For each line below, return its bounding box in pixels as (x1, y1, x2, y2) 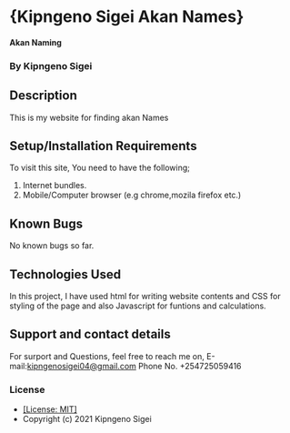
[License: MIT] (22, 404, 77, 415)
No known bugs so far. (9, 240, 95, 251)
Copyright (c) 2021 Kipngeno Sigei (22, 414, 152, 425)
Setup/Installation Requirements (9, 138, 197, 154)
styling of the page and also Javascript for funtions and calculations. (9, 300, 266, 311)
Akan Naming (9, 36, 62, 47)
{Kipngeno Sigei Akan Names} (9, 6, 245, 27)
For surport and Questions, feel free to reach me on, (9, 350, 205, 361)
